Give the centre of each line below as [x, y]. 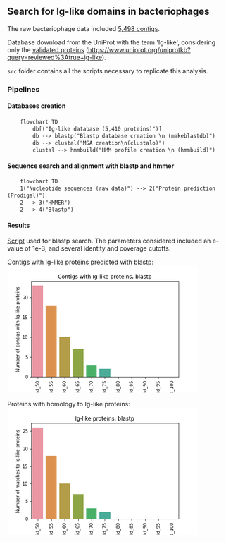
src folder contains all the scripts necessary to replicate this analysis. [108, 71]
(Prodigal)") [26, 196]
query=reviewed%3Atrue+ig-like [55, 57]
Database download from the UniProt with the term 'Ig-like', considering [112, 42]
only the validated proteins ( [48, 49]
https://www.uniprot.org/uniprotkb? [139, 49]
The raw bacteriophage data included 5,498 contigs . [84, 28]
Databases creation [37, 106]
